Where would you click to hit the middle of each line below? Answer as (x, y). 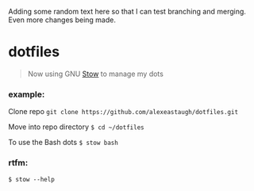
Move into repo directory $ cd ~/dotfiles (76, 127)
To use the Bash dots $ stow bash (63, 143)
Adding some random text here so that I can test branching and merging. (127, 11)
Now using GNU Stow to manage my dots (96, 74)
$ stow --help (32, 179)
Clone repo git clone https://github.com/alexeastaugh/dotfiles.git (123, 112)
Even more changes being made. (62, 20)
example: (27, 94)
